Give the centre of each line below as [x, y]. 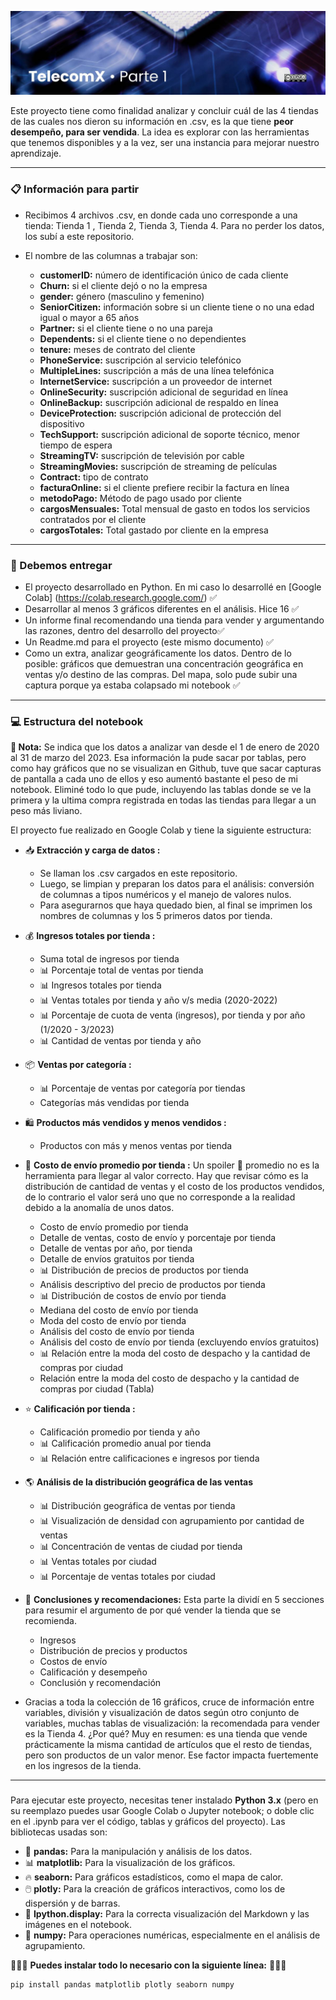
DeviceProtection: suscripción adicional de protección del [160, 413]
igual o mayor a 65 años [89, 317]
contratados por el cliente [93, 519]
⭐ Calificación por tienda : [80, 1409]
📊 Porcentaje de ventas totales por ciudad [127, 1577]
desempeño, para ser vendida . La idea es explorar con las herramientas [160, 132]
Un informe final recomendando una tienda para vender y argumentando [174, 620]
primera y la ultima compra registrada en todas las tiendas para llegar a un [163, 800]
